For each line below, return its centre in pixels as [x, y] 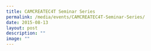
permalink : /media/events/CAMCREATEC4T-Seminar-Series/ [75, 17]
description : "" [26, 33]
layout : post [22, 28]
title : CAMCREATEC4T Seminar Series [51, 11]
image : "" [18, 39]
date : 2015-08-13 [27, 22]
